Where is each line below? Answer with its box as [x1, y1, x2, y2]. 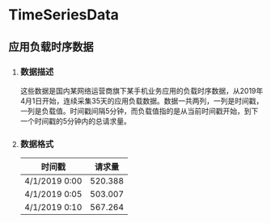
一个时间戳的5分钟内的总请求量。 [19, 116, 132, 126]
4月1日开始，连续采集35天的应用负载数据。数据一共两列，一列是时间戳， [19, 95, 264, 106]
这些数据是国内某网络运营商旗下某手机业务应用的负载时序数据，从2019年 [19, 86, 264, 95]
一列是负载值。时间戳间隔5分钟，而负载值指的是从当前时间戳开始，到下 [19, 106, 259, 116]
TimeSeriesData [8, 6, 120, 24]
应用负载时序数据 [8, 40, 94, 53]
